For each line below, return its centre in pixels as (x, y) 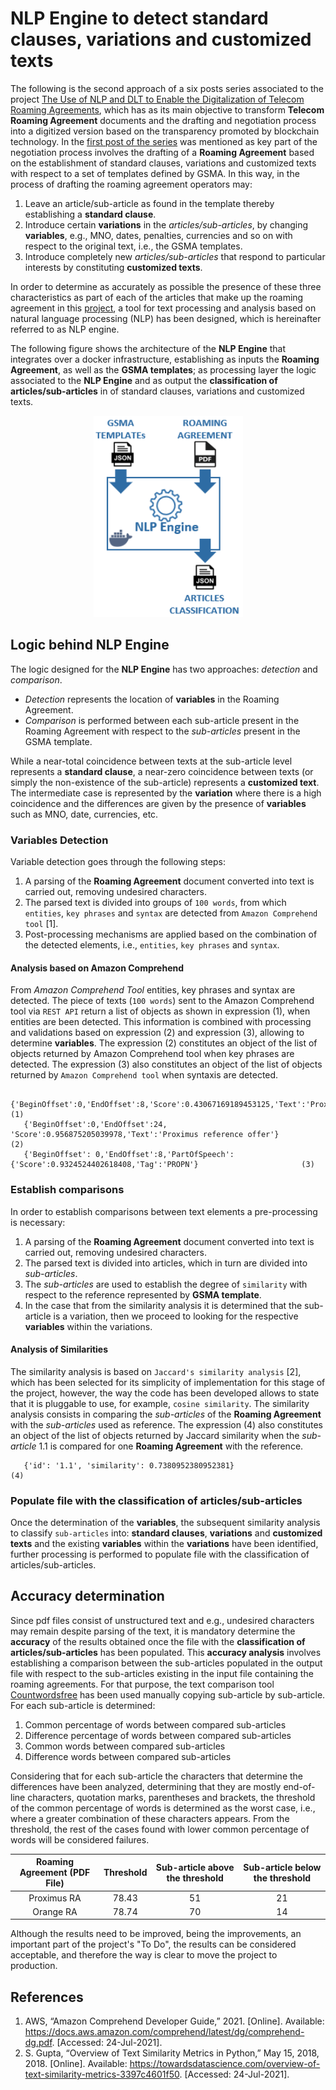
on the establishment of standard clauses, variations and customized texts (163, 163)
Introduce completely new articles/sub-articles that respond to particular (175, 256)
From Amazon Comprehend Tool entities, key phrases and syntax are (153, 990)
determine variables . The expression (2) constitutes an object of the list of (164, 1043)
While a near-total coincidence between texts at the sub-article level (151, 761)
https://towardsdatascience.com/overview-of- (225, 2064)
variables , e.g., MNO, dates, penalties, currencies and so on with (158, 235)
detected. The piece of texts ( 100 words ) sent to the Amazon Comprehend (162, 1001)
